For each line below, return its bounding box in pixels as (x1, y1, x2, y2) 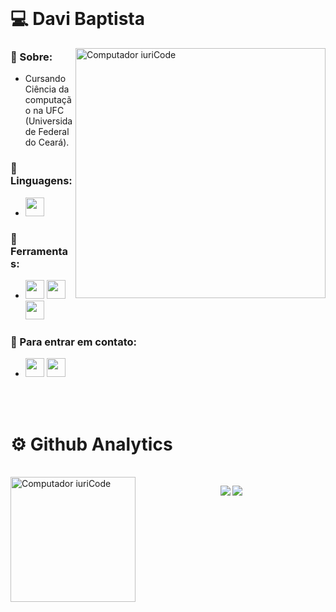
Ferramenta (10, 244, 69, 258)
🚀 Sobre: (10, 50, 53, 64)
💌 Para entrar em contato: (10, 335, 137, 349)
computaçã (24, 94, 72, 106)
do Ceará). (24, 136, 70, 149)
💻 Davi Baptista (10, 8, 145, 30)
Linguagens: (10, 174, 73, 188)
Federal (38, 126, 70, 138)
